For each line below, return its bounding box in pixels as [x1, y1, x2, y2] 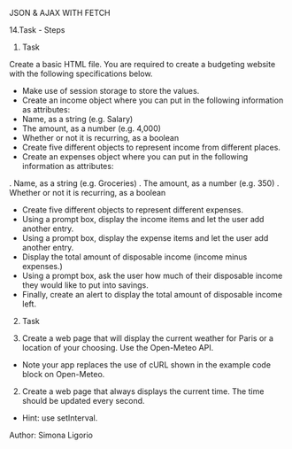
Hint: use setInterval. [21, 413, 98, 423]
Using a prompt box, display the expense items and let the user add [21, 233, 269, 243]
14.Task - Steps [9, 25, 65, 35]
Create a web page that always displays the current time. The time [21, 386, 265, 397]
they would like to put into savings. [21, 280, 149, 290]
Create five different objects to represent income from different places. [21, 142, 281, 152]
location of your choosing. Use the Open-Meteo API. [21, 343, 214, 352]
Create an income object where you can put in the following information [21, 95, 284, 105]
